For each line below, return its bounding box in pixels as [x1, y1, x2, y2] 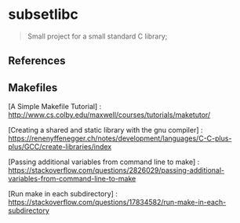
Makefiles [8, 81, 58, 94]
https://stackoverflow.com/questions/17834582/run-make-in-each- [8, 198, 227, 207]
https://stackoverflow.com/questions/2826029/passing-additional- [8, 166, 225, 175]
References [8, 54, 66, 68]
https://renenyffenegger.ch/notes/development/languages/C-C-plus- [8, 133, 232, 143]
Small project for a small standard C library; [27, 31, 168, 41]
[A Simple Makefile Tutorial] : [8, 102, 102, 111]
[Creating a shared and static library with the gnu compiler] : [8, 126, 203, 135]
